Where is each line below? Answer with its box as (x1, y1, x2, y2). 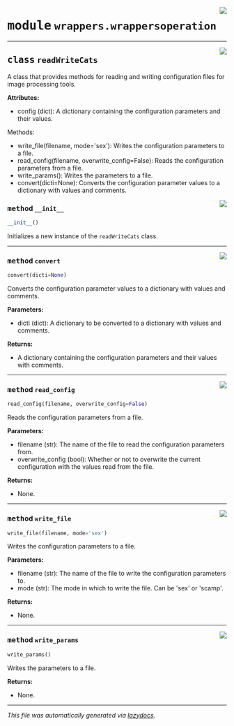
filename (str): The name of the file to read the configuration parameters (17, 440, 225, 449)
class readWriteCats (7, 55, 98, 66)
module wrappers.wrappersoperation (7, 18, 217, 34)
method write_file (7, 514, 72, 523)
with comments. (17, 361, 64, 370)
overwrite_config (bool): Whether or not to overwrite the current (17, 455, 201, 464)
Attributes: (7, 93, 40, 101)
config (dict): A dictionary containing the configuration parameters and (17, 107, 221, 115)
